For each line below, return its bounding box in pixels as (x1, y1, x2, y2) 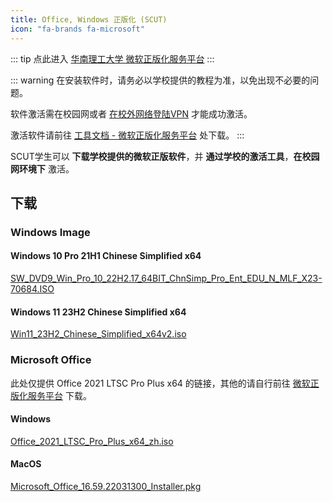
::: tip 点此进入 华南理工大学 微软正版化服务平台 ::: (10, 52, 215, 65)
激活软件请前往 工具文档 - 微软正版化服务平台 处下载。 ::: (10, 129, 245, 141)
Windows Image (10, 225, 91, 239)
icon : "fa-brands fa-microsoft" (10, 24, 145, 34)
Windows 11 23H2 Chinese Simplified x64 (10, 306, 187, 318)
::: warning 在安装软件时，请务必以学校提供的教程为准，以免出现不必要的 (10, 74, 311, 86)
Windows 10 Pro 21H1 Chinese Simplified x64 (10, 250, 202, 262)
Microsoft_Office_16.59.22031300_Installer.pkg (10, 480, 202, 492)
